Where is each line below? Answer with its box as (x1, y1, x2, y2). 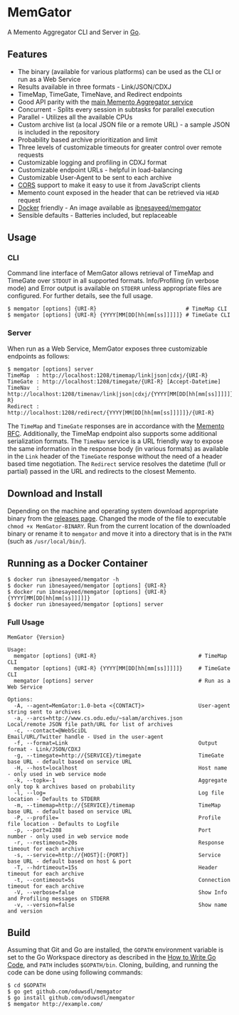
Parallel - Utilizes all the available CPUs (17, 112, 133, 121)
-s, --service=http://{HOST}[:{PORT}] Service (14, 851, 221, 859)
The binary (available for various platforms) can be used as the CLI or (17, 67, 222, 75)
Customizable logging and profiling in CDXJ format (17, 158, 167, 166)
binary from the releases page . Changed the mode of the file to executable (7, 514, 226, 523)
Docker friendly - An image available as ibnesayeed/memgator (17, 203, 201, 212)
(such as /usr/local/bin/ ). (7, 536, 87, 545)
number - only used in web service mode (7, 833, 129, 840)
